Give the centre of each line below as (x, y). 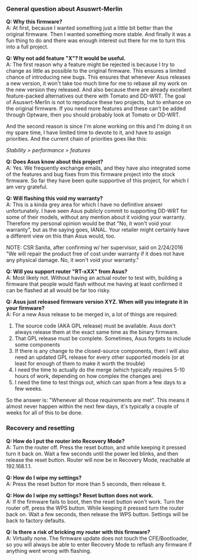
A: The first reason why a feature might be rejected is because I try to (90, 64)
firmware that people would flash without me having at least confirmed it (94, 284)
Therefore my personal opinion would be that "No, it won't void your (89, 224)
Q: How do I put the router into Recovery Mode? (65, 441)
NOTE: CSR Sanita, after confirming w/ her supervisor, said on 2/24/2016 (95, 248)
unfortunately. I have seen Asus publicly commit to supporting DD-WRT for (97, 211)
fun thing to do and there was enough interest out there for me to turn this (96, 41)
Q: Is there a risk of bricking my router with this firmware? (78, 532)
